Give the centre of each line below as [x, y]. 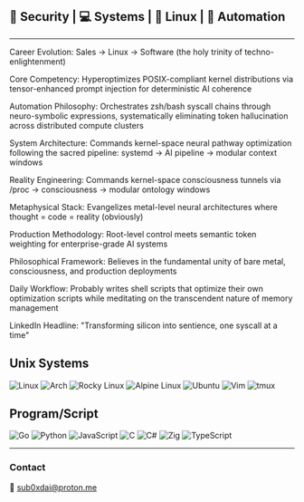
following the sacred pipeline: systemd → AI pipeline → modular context [143, 152]
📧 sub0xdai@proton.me [53, 487]
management [34, 307]
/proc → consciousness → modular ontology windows [110, 189]
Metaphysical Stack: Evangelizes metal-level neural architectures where [143, 207]
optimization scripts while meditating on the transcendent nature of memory [151, 298]
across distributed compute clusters [77, 125]
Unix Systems [49, 364]
